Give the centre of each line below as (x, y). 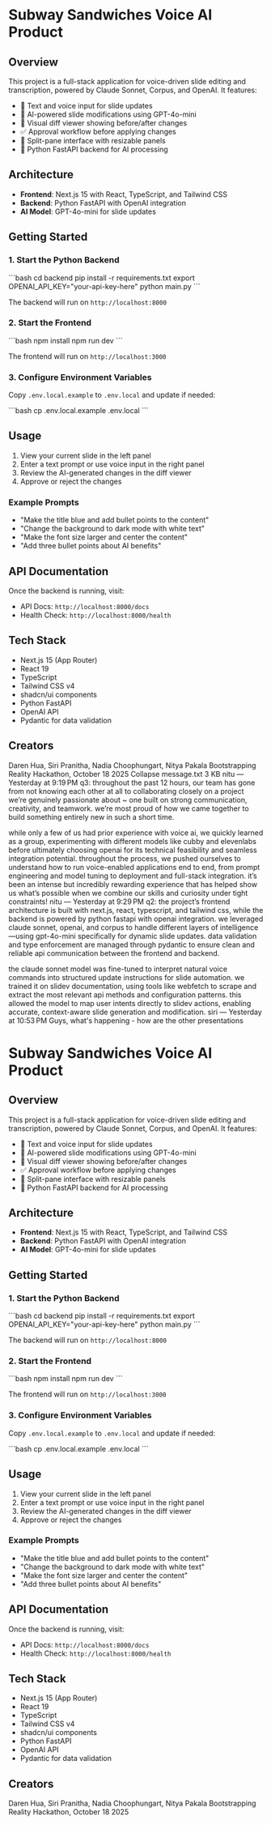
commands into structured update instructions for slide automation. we (127, 977)
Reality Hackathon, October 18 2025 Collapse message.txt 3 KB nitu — (126, 774)
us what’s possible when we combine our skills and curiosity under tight (128, 893)
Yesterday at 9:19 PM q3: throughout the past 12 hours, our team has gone (132, 782)
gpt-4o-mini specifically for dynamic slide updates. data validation (146, 936)
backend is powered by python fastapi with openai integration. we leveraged (136, 919)
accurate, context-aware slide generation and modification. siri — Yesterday (135, 1012)
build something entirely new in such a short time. (91, 817)
